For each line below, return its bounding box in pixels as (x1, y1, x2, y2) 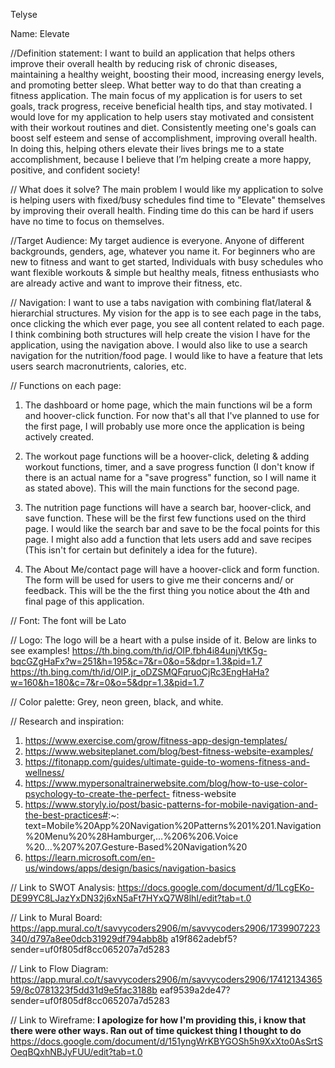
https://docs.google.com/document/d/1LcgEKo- (117, 882, 315, 893)
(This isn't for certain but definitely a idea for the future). (24, 544, 258, 556)
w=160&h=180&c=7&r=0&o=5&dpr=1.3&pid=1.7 (10, 677, 205, 688)
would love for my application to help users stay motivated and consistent (10, 111, 314, 123)
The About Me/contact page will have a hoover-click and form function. (24, 564, 320, 575)
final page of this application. (24, 595, 145, 607)
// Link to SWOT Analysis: (10, 882, 116, 893)
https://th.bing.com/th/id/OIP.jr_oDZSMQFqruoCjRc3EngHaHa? (10, 666, 270, 678)
